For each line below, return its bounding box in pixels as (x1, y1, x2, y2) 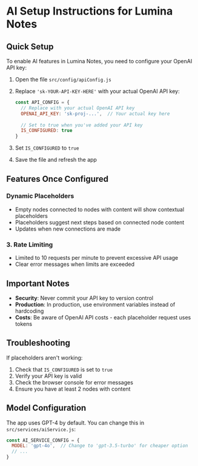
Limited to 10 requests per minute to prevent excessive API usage (15, 254, 179, 262)
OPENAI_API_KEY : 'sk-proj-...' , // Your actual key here (21, 111, 170, 117)
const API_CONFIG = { (15, 99, 70, 105)
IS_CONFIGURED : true (21, 128, 73, 134)
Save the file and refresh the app (15, 156, 97, 164)
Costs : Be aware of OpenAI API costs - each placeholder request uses (15, 313, 191, 321)
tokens (15, 320, 32, 327)
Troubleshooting (6, 338, 71, 348)
